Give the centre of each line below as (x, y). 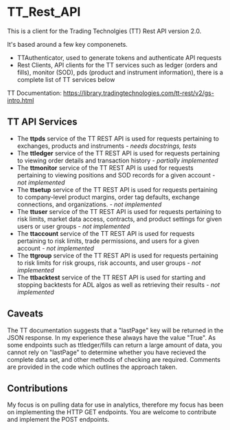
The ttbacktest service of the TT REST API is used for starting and (111, 277)
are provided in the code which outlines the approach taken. (92, 367)
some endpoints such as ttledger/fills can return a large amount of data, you (115, 345)
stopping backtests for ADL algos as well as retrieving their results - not (118, 284)
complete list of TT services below (66, 79)
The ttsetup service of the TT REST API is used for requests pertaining (117, 189)
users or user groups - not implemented (73, 226)
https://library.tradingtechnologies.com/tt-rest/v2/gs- (138, 93)
